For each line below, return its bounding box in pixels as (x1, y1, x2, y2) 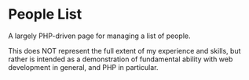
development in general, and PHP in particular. (8, 62, 159, 71)
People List (8, 5, 82, 23)
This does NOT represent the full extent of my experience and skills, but (8, 46, 241, 55)
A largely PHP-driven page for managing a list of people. (8, 31, 191, 40)
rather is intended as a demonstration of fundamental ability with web (8, 54, 233, 64)
